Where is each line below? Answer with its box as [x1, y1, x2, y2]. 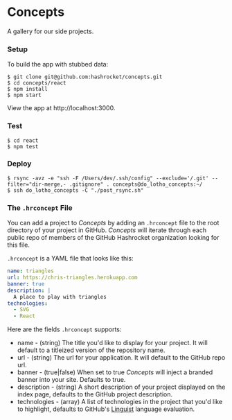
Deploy [7, 159, 32, 168]
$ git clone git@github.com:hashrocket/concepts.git [7, 73, 163, 80]
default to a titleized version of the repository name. [17, 346, 166, 354]
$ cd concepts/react [7, 80, 67, 87]
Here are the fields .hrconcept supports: [7, 325, 122, 333]
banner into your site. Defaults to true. [17, 376, 126, 384]
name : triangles [7, 268, 54, 274]
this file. [7, 240, 30, 250]
